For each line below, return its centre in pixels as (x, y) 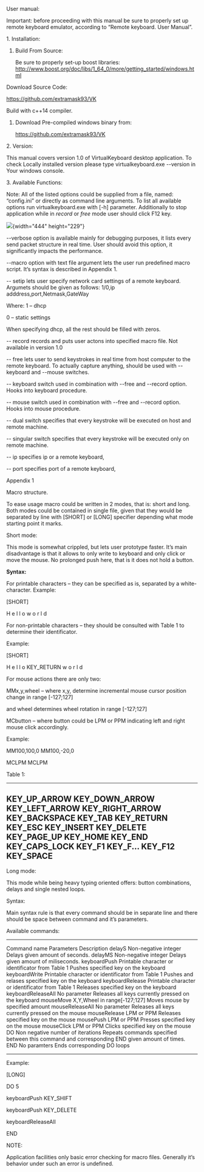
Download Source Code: (37, 87)
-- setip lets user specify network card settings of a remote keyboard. (93, 281)
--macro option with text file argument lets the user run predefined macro (98, 263)
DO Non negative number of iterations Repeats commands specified (92, 1032)
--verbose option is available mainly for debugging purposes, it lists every (99, 238)
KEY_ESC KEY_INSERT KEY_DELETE (76, 827)
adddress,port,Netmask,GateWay (48, 294)
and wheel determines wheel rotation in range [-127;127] (77, 709)
